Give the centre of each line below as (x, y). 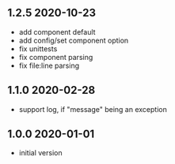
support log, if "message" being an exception (93, 109)
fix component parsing (56, 57)
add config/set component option (74, 40)
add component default (57, 32)
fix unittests (38, 48)
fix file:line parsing (49, 65)
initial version (40, 153)
